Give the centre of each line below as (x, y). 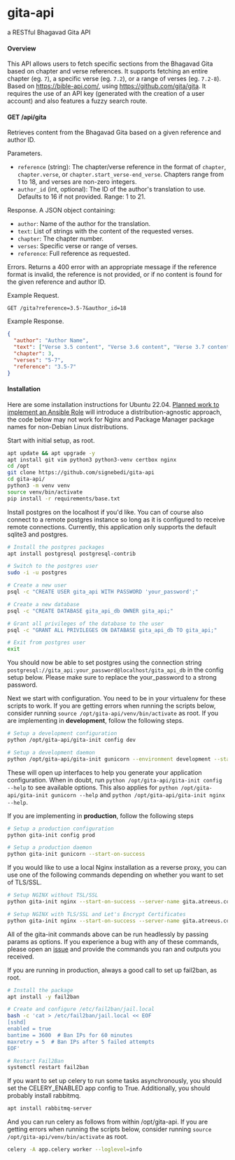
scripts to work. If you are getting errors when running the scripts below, (112, 706)
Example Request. (33, 296)
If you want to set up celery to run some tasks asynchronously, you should (115, 1081)
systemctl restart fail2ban (48, 1068)
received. (21, 957)
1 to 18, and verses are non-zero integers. (77, 182)
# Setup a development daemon (51, 752)
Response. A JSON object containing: (62, 210)
